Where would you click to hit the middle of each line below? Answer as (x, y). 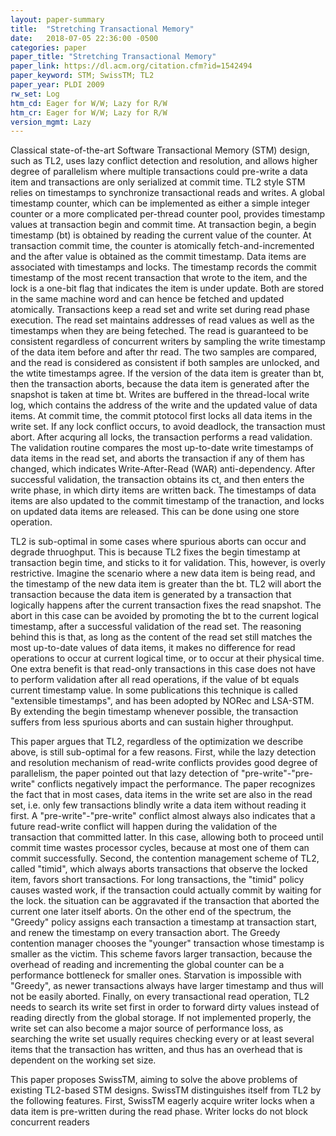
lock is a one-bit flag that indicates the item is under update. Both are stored (167, 288)
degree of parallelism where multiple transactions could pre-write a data (159, 172)
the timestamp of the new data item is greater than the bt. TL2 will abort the (166, 584)
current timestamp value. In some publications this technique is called (154, 690)
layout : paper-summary (57, 19)
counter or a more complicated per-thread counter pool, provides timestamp (168, 214)
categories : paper (48, 47)
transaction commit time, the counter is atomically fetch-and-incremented (162, 246)
